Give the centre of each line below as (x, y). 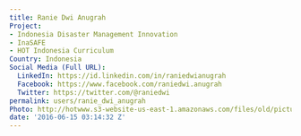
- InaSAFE (28, 42)
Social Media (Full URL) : (57, 68)
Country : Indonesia (46, 59)
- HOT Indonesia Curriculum (62, 51)
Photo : (21, 109)
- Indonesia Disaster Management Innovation (94, 34)
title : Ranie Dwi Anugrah (57, 17)
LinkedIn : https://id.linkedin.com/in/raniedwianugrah (122, 76)
